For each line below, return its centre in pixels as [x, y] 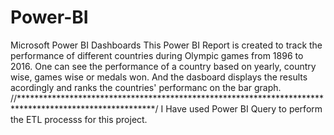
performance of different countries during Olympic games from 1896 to [157, 55]
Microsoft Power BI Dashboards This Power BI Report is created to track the [166, 45]
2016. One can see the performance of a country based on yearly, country [163, 66]
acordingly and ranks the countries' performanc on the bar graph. [146, 87]
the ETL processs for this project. [79, 119]
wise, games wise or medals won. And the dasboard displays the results [159, 77]
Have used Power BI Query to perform [244, 108]
